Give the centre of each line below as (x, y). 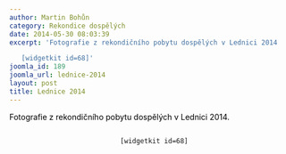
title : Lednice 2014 (48, 91)
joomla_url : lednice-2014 (57, 75)
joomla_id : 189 (38, 67)
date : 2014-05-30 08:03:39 (59, 34)
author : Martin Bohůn (50, 17)
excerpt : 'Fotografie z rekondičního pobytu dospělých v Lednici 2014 (143, 42)
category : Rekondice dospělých (67, 26)
